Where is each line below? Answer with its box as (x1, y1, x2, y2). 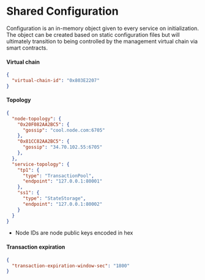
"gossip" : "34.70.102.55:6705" (22, 144, 103, 151)
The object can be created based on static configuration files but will (6, 31, 180, 38)
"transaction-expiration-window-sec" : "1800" (12, 262, 130, 269)
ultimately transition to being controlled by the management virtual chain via (6, 37, 198, 45)
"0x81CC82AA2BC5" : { (17, 138, 70, 145)
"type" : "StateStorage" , (22, 195, 86, 202)
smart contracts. (6, 44, 48, 51)
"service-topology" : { (12, 161, 70, 167)
